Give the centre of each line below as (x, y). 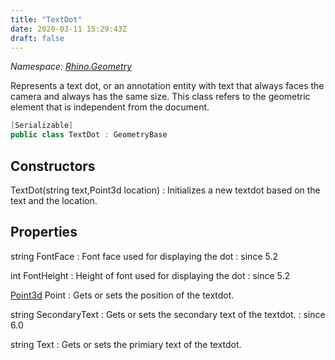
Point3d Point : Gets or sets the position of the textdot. (122, 295)
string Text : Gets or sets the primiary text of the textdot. (126, 344)
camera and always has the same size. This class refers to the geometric (160, 97)
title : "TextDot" (46, 19)
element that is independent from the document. (110, 107)
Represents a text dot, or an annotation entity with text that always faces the (167, 86)
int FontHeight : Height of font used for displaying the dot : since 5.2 (150, 275)
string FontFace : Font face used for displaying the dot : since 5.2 (144, 256)
